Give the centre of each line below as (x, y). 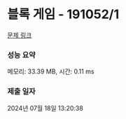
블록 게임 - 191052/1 (63, 14)
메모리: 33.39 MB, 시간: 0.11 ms (51, 71)
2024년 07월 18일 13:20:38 (45, 108)
